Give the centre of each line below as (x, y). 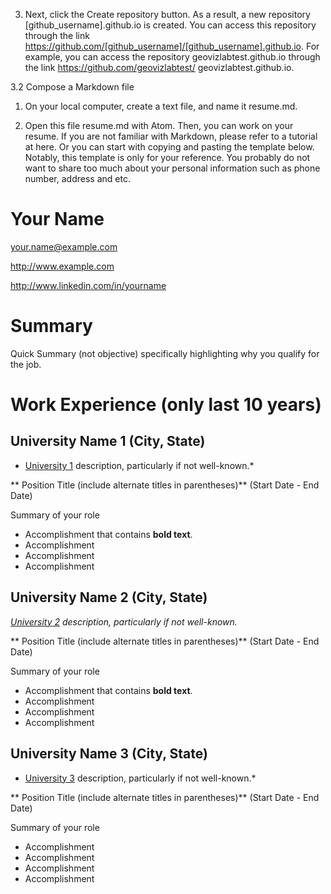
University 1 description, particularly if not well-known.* (139, 465)
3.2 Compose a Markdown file (72, 87)
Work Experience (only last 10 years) (166, 405)
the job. (26, 364)
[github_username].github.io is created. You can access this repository (170, 25)
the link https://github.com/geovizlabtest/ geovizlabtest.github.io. (159, 67)
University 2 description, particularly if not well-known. (124, 621)
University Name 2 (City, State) (109, 597)
